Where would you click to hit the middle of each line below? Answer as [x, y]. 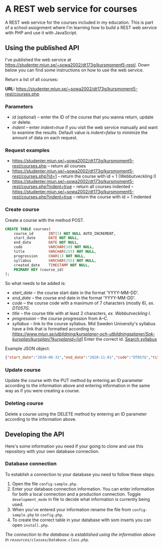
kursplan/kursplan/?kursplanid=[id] [48, 339]
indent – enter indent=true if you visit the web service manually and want [85, 128]
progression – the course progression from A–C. [60, 318]
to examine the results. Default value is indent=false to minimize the [80, 133]
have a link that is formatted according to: [54, 329]
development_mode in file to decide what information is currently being [81, 499]
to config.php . [49, 514]
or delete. [22, 122]
